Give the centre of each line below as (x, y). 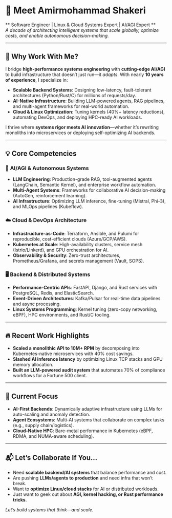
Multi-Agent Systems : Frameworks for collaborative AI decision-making (89, 190)
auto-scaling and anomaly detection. (51, 414)
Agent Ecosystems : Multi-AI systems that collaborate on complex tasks (89, 420)
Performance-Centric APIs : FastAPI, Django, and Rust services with (85, 288)
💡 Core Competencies (41, 154)
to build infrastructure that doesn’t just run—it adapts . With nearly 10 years (84, 75)
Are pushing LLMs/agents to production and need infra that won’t (83, 478)
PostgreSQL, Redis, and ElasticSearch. (53, 293)
